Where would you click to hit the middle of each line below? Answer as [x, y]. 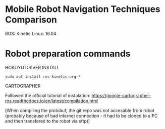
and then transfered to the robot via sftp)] [48, 121]
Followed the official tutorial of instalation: [48, 95]
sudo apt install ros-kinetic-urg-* [43, 76]
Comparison [31, 20]
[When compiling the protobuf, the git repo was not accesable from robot [80, 110]
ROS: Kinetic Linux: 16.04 [31, 33]
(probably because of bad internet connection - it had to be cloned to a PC [81, 116]
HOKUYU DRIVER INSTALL [32, 67]
